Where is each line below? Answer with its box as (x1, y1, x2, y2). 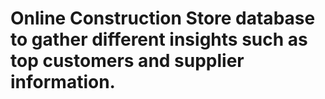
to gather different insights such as (10, 28, 308, 51)
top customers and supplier (10, 50, 245, 72)
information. (10, 71, 116, 94)
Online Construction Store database (10, 7, 316, 30)
